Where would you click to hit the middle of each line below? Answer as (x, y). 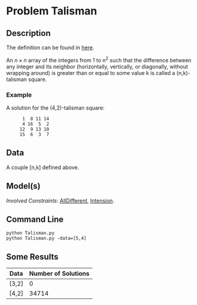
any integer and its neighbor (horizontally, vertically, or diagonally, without (97, 67)
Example (19, 95)
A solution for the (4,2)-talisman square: (56, 108)
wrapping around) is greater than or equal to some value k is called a (91, 73)
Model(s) (23, 186)
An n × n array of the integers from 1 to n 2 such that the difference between (99, 60)
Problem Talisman (52, 11)
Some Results (32, 257)
